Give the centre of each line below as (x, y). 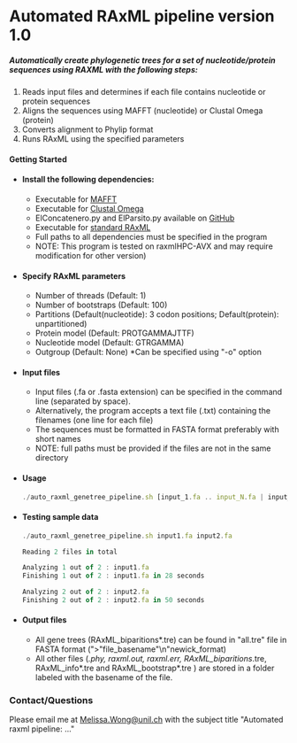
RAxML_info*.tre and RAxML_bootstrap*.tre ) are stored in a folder (155, 668)
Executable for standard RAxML (93, 227)
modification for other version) (91, 255)
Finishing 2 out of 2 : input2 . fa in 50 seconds (113, 600)
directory (52, 458)
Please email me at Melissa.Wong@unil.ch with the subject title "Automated (146, 720)
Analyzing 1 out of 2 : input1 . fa (85, 568)
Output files (44, 620)
